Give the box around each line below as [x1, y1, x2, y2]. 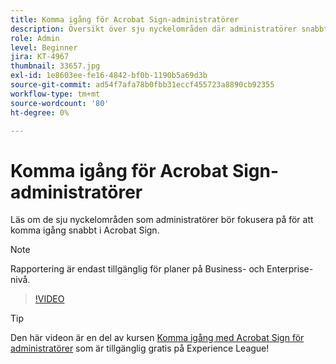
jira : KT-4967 [10, 52, 70, 62]
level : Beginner [10, 42, 78, 53]
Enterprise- [266, 263, 314, 275]
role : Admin [10, 33, 60, 43]
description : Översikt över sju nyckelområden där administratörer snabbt [10, 24, 329, 34]
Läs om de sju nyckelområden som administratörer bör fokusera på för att [10, 214, 314, 226]
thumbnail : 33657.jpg [10, 61, 101, 71]
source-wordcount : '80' [10, 98, 110, 108]
